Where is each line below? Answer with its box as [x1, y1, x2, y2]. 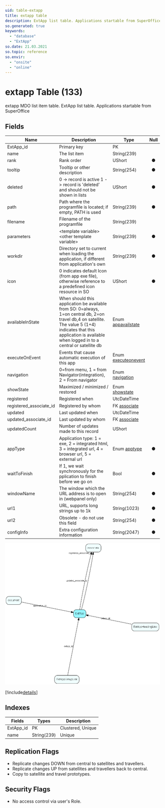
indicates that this [59, 327, 95, 333]
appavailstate [112, 322, 140, 327]
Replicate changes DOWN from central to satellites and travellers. [12, 760, 145, 766]
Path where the [59, 199, 90, 205]
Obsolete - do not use [59, 514, 104, 520]
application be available [59, 301, 107, 307]
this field [59, 520, 77, 526]
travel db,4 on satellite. [59, 317, 106, 323]
